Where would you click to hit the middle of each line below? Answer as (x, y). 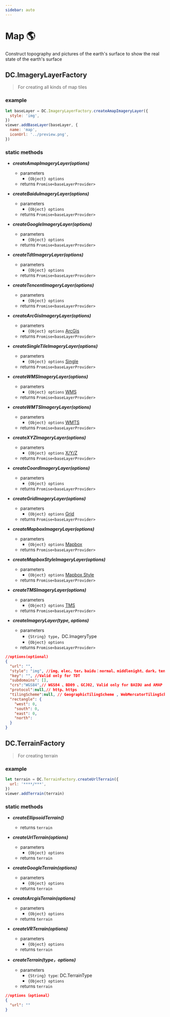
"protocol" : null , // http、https (44, 690)
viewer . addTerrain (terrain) (35, 793)
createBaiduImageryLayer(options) (51, 194)
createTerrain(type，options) (44, 960)
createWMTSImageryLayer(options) (52, 407)
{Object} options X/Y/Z (52, 453)
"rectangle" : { (26, 699)
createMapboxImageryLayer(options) (53, 529)
